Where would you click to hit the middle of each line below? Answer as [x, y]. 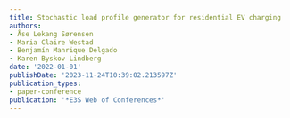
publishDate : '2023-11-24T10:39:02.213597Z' [93, 75]
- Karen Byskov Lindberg [55, 59]
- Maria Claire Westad [51, 42]
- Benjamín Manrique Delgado [63, 51]
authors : [25, 26]
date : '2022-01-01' [46, 67]
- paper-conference [46, 91]
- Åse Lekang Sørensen [51, 34]
